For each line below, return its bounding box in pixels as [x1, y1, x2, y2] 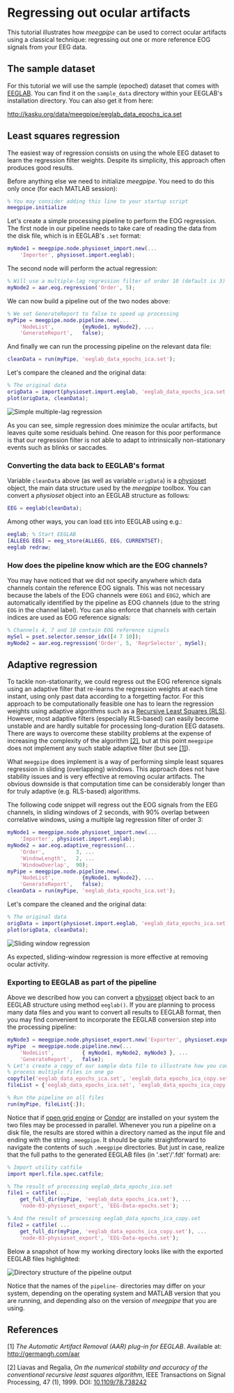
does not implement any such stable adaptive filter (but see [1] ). [7, 744, 190, 752]
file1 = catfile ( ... [7, 1189, 70, 1196]
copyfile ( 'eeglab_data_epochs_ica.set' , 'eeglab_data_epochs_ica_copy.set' [7, 1075, 232, 1082]
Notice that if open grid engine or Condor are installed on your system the [7, 1113, 219, 1122]
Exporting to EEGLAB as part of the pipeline [7, 977, 157, 987]
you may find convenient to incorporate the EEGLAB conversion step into [7, 1016, 217, 1024]
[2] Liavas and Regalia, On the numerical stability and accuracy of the [7, 1363, 208, 1371]
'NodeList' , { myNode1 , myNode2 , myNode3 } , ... [19, 1049, 189, 1056]
